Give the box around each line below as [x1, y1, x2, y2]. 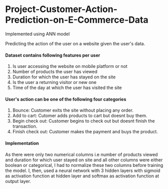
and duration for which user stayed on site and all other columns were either [5, 157, 163, 163]
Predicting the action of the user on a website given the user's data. [5, 40, 145, 46]
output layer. [5, 178, 31, 184]
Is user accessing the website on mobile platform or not [12, 63, 128, 69]
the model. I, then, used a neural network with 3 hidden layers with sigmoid [5, 167, 160, 173]
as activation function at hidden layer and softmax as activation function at [5, 172, 159, 179]
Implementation [5, 140, 39, 146]
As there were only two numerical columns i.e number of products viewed [5, 151, 158, 157]
